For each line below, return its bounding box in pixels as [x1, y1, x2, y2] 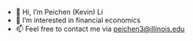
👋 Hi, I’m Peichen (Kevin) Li [15, 8, 104, 16]
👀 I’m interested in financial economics [15, 15, 141, 25]
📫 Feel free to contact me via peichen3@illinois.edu [15, 24, 185, 33]
